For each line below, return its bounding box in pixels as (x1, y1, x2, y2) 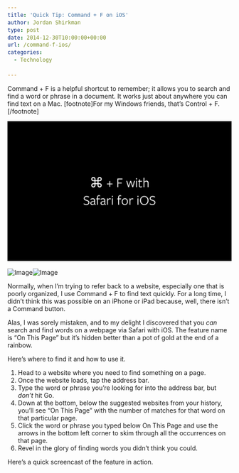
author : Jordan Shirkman (7, 18, 81, 26)
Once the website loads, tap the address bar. (17, 376, 149, 384)
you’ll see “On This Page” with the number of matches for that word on (17, 406, 225, 415)
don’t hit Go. (17, 391, 55, 399)
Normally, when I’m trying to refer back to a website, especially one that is (7, 281, 225, 290)
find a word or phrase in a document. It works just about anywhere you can (7, 92, 228, 100)
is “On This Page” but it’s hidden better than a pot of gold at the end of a (7, 333, 219, 342)
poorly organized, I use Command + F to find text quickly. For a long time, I (7, 289, 226, 298)
